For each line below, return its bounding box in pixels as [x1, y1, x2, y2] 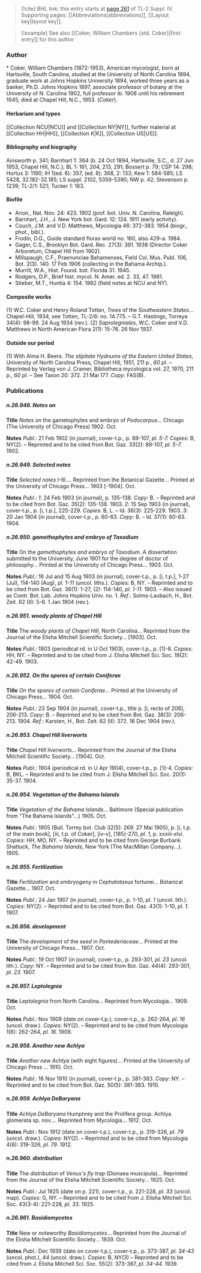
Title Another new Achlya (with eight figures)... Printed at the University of [6, 1057, 190, 1064]
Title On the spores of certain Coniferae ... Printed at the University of [6, 687, 178, 694]
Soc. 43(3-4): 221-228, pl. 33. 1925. [6, 1200, 95, 1208]
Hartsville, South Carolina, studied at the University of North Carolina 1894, [6, 71, 191, 78]
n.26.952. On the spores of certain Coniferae [6, 672, 121, 679]
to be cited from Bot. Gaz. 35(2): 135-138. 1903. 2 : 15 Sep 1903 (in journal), [6, 501, 191, 508]
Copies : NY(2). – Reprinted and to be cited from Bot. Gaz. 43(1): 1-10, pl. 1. [6, 902, 189, 910]
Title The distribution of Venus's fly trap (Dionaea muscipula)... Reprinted [6, 1169, 188, 1177]
